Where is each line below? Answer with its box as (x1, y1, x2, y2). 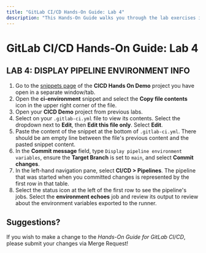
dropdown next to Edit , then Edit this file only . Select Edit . (15, 121, 164, 128)
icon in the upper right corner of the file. (15, 101, 117, 109)
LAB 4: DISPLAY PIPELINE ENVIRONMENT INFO (6, 66, 190, 76)
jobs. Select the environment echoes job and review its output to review (15, 193, 199, 200)
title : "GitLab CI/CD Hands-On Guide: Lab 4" (6, 9, 124, 15)
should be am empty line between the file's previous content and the (15, 134, 189, 141)
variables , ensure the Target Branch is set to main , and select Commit (15, 154, 194, 161)
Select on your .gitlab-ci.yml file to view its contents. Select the (15, 114, 181, 122)
